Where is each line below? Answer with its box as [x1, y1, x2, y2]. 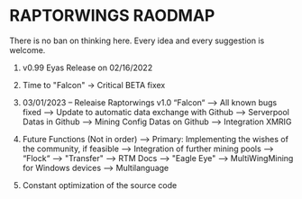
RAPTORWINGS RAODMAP [9, 5, 215, 26]
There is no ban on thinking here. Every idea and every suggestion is [9, 35, 265, 46]
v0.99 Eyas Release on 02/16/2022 [22, 62, 153, 73]
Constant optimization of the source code [22, 179, 178, 190]
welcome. [9, 44, 46, 55]
